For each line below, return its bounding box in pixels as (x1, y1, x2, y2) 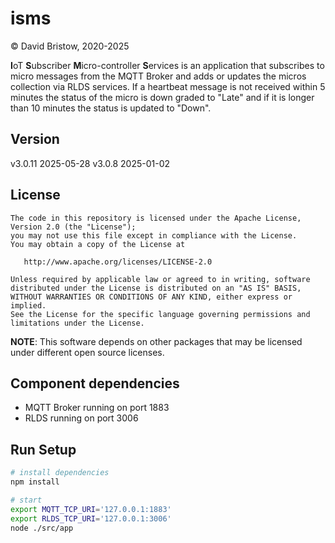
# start (10, 495, 43, 505)
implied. (10, 300, 47, 311)
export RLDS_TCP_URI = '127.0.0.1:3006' (10, 513, 172, 524)
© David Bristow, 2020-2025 (10, 40, 130, 52)
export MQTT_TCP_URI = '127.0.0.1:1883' (10, 504, 172, 514)
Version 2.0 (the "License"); (10, 222, 137, 232)
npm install (10, 477, 60, 487)
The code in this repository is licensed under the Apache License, (10, 213, 302, 223)
